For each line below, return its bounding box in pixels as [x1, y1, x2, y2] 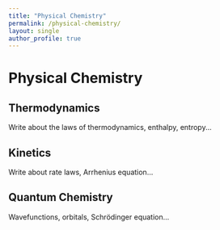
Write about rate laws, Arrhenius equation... [8, 167, 154, 178]
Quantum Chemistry [8, 190, 113, 204]
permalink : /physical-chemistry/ [8, 19, 121, 27]
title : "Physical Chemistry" [8, 11, 107, 20]
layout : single [8, 27, 60, 35]
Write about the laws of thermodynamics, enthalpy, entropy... [8, 123, 212, 132]
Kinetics [8, 146, 52, 160]
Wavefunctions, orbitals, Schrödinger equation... [8, 211, 170, 222]
